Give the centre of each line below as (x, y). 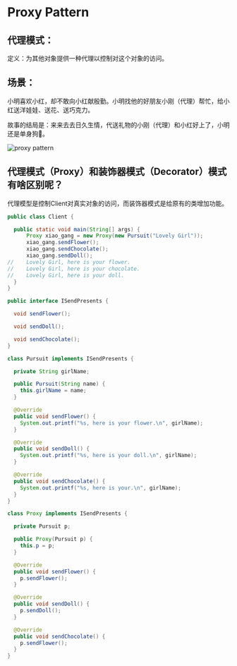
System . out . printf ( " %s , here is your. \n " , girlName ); (101, 488)
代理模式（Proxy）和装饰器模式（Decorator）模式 (117, 172)
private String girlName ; (52, 371)
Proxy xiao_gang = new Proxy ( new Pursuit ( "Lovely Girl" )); (114, 236)
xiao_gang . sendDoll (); (59, 255)
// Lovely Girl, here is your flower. (69, 262)
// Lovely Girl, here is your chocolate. (74, 269)
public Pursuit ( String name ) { (60, 384)
